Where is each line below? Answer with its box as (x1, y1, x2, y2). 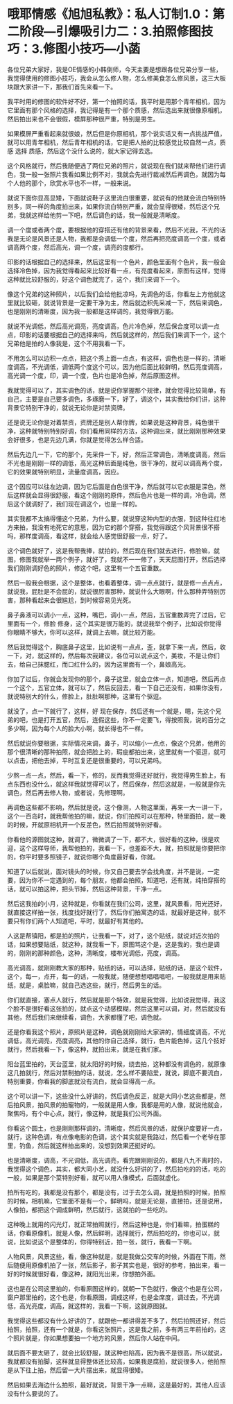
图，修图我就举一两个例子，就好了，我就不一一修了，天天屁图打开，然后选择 (7, 555, 226, 563)
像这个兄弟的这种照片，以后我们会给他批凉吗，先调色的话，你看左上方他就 (7, 289, 220, 298)
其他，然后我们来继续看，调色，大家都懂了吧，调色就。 (7, 1013, 165, 1021)
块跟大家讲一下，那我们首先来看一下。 (7, 83, 116, 91)
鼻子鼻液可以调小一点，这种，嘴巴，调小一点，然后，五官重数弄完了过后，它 (7, 610, 226, 619)
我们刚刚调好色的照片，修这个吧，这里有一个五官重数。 (7, 563, 165, 572)
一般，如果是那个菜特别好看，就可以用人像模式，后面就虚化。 (7, 1173, 184, 1181)
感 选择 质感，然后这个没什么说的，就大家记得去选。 (7, 146, 157, 155)
